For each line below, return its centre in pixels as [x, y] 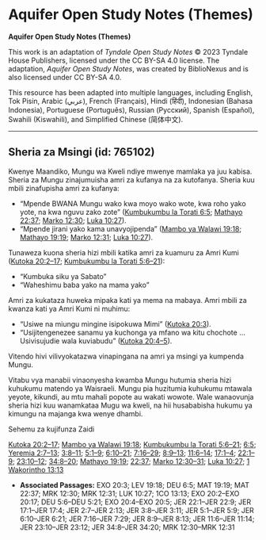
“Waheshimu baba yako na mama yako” [84, 285]
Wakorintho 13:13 [36, 469]
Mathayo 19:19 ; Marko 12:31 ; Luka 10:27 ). [86, 237]
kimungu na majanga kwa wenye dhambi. [76, 413]
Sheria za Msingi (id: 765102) [82, 152]
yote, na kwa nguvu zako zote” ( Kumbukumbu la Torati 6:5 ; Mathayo [131, 212]
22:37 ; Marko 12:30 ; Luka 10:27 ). [73, 220]
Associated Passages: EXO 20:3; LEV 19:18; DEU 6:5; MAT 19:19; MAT [134, 484]
